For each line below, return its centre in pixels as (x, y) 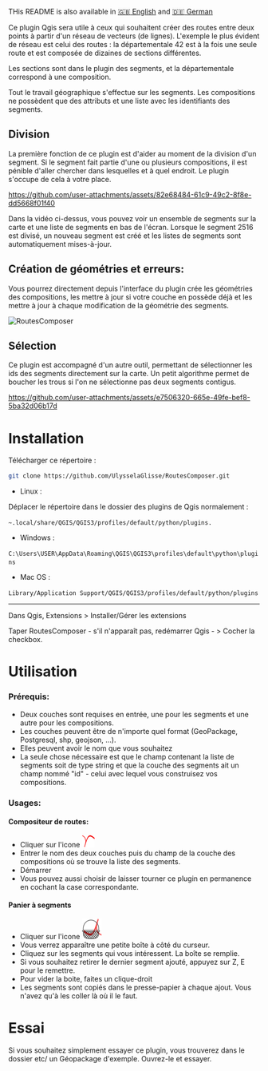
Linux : (31, 491)
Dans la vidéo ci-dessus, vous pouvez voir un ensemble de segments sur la (132, 218)
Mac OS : (35, 577)
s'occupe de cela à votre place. (60, 179)
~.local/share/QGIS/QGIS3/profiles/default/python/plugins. (110, 523)
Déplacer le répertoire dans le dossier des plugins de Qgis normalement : (128, 507)
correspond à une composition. (60, 77)
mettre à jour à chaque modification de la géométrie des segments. (119, 305)
